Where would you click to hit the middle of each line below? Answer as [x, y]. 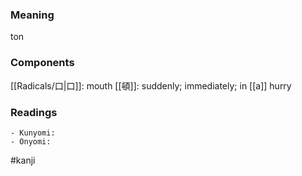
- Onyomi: [31, 141]
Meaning [32, 15]
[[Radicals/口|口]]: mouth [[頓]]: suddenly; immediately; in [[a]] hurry [151, 85]
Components [42, 63]
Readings [34, 112]
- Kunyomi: [33, 133]
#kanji [23, 160]
